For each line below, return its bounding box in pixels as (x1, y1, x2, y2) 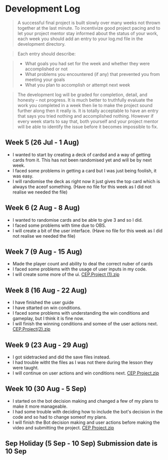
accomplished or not (25, 66, 68, 72)
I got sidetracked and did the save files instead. (12, 354, 110, 360)
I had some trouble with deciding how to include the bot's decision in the (12, 408, 163, 415)
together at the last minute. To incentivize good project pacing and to (17, 25, 160, 31)
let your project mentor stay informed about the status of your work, (17, 30, 158, 36)
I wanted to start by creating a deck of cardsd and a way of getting (12, 151, 151, 157)
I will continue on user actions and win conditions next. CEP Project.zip (12, 370, 159, 376)
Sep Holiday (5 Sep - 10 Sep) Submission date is (5, 439, 158, 448)
